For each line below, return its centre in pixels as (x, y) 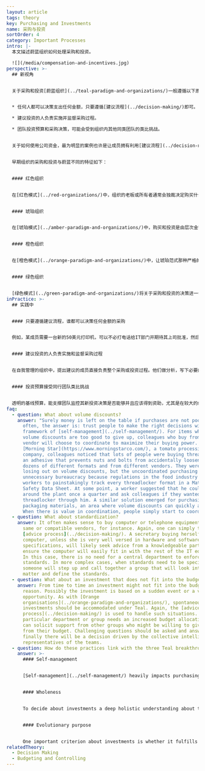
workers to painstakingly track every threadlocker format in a (106, 483)
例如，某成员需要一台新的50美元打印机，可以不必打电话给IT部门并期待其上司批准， (101, 337)
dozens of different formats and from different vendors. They (105, 466)
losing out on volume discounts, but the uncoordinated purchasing (110, 472)
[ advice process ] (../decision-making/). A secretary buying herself (111, 534)
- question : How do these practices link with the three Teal (92, 648)
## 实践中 (23, 305)
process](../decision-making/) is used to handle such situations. (110, 614)
